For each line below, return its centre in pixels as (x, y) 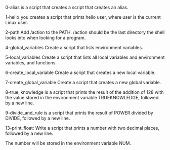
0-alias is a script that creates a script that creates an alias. (67, 7)
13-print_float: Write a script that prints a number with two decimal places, (82, 128)
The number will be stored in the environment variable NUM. (68, 143)
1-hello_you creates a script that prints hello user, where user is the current (83, 17)
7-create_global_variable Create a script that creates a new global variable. (83, 82)
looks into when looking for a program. (46, 38)
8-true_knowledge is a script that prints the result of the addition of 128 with (84, 92)
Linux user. (17, 23)
